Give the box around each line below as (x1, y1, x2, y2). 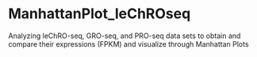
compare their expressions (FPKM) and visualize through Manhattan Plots (8, 39, 249, 48)
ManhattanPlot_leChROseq (8, 5, 191, 23)
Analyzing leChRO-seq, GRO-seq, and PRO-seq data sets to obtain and (8, 31, 241, 40)
